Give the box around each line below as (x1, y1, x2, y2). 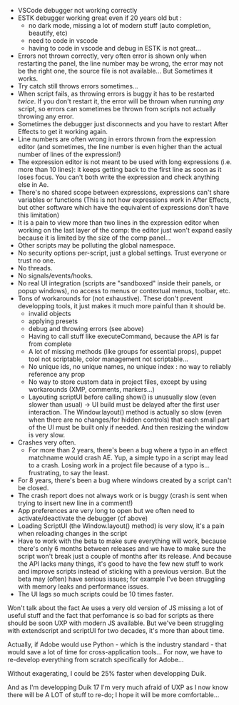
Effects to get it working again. (17, 128, 108, 136)
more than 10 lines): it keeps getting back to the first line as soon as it (17, 166, 222, 173)
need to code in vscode (28, 36, 98, 45)
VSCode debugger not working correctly (17, 6, 138, 14)
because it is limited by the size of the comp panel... (17, 233, 171, 242)
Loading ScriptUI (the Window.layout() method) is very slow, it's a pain (17, 522, 225, 530)
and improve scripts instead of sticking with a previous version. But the (17, 567, 227, 575)
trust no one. (17, 256, 56, 265)
